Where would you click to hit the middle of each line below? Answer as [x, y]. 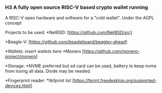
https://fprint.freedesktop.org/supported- [115, 81]
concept [13, 23]
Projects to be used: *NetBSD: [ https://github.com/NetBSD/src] [69, 33]
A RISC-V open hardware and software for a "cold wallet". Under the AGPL [80, 18]
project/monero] [21, 56]
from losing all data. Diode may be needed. [48, 71]
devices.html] [19, 86]
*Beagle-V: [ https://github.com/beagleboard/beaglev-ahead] [66, 42]
